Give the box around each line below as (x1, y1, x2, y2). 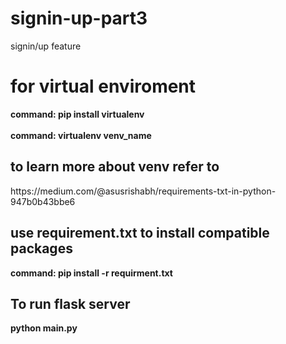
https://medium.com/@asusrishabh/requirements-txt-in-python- (10, 185, 277, 197)
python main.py (10, 322, 78, 334)
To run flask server (10, 295, 131, 312)
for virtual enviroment (10, 75, 197, 98)
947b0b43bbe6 (10, 195, 76, 207)
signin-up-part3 (10, 7, 148, 30)
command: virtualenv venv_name (10, 129, 152, 141)
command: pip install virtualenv (10, 108, 145, 120)
